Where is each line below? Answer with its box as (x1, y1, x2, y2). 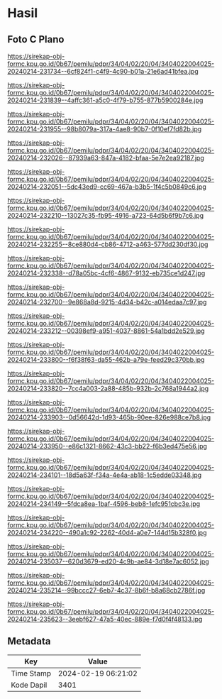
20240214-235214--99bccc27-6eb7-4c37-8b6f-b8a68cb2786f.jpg (7, 586, 206, 594)
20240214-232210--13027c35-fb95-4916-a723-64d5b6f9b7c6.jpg (7, 211, 204, 219)
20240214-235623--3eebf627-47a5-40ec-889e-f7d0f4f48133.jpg (7, 615, 203, 623)
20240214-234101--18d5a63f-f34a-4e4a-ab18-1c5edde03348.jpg (7, 470, 202, 479)
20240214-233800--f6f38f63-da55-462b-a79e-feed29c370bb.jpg (7, 356, 205, 363)
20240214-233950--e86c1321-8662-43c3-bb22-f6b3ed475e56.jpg (7, 442, 208, 450)
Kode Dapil (11, 680, 48, 690)
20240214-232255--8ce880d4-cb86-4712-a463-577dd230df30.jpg (7, 240, 209, 248)
